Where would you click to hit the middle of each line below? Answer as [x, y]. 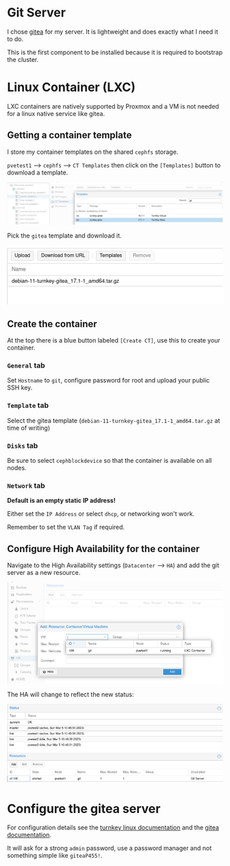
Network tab [26, 486]
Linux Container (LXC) [71, 88]
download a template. [38, 172]
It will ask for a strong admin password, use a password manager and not [110, 848]
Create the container [52, 324]
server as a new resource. [44, 573]
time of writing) [29, 428]
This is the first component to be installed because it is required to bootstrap [115, 52]
